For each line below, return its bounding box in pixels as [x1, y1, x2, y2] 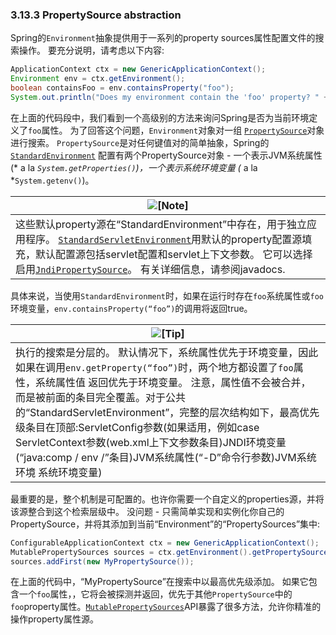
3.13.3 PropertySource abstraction [10, 8, 182, 22]
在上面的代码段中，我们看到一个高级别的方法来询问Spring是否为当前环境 [10, 111, 310, 123]
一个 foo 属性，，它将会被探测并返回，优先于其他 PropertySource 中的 [18, 588, 293, 600]
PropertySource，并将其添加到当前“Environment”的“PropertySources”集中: [10, 518, 321, 530]
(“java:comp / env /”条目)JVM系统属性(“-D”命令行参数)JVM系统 [15, 450, 317, 464]
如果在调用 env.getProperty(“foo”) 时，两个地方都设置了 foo [15, 360, 294, 374]
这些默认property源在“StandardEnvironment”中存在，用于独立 [15, 217, 308, 231]
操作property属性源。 [10, 613, 99, 625]
